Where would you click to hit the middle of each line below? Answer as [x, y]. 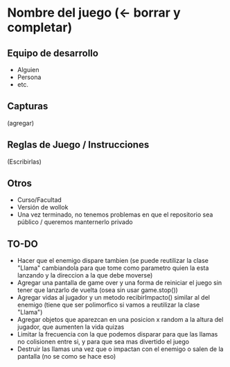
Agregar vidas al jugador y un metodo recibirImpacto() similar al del [113, 298]
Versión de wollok [43, 207]
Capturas [28, 106]
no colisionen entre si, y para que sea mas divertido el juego [103, 342]
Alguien [28, 70]
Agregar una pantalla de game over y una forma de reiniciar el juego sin [120, 283]
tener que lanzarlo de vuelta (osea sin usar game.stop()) [97, 290]
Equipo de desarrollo [53, 53]
